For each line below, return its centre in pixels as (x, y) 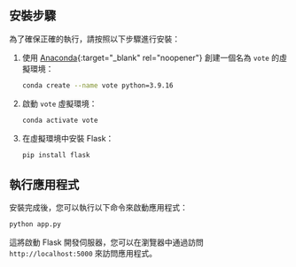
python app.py (35, 225)
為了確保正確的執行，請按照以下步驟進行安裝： (94, 39)
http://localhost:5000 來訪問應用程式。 (83, 254)
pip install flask (56, 155)
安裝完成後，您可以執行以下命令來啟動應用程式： (98, 208)
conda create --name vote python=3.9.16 (97, 85)
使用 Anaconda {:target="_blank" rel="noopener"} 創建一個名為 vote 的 (151, 57)
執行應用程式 (44, 184)
